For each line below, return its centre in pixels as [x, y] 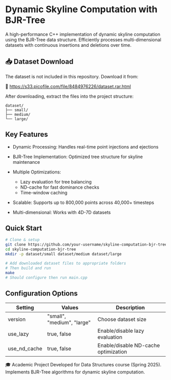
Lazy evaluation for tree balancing [56, 182]
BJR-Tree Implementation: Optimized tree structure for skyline [78, 157]
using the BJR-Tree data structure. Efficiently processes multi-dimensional [83, 40]
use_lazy [18, 334]
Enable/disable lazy [121, 331]
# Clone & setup [22, 240]
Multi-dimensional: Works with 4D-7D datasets [62, 212]
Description [130, 308]
